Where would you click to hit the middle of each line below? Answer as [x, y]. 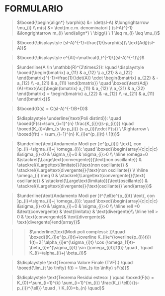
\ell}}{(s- [131, 283]
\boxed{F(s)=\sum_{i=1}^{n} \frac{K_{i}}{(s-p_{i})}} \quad [75, 123]
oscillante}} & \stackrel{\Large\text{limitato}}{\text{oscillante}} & [82, 181]
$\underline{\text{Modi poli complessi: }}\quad [77, 231]
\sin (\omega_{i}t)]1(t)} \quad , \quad [115, 247]
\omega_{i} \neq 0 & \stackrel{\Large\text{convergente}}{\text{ [81, 175]
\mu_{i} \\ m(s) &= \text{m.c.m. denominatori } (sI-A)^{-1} [75, 27]
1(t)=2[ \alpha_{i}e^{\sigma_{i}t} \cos [67, 242]
